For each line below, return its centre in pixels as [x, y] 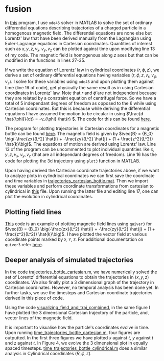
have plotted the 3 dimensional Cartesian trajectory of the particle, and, [77, 312]
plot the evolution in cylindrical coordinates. [49, 197]
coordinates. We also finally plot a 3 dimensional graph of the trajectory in [80, 282]
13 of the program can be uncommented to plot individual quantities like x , [80, 149]
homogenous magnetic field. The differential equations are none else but [78, 33]
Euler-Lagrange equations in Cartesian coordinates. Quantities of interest [79, 43]
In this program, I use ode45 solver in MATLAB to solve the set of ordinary [79, 23]
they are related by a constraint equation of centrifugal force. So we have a [81, 98]
